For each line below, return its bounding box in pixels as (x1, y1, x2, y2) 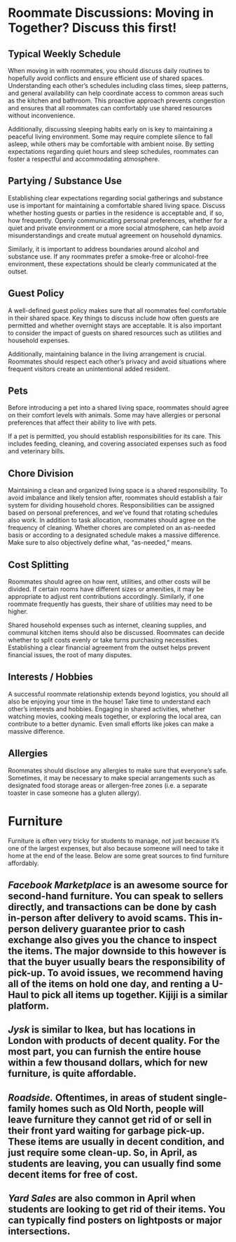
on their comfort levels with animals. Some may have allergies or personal (8, 411, 221, 420)
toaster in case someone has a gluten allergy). (8, 789, 141, 797)
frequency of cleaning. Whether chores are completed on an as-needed (8, 524, 216, 532)
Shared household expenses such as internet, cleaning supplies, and (8, 621, 207, 630)
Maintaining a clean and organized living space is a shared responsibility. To (8, 486, 228, 495)
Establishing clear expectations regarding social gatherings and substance (8, 193, 223, 202)
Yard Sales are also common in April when (8, 1193, 196, 1205)
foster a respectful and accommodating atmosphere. (8, 155, 160, 163)
